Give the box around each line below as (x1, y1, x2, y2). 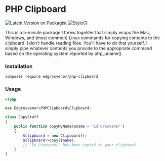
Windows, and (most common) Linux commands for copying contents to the (5, 35, 160, 41)
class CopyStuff (5, 115, 39, 120)
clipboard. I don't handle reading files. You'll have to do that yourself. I (5, 40, 148, 46)
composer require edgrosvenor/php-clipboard (5, 74, 98, 79)
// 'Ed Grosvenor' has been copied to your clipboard (23, 142, 136, 147)
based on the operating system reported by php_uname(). (5, 51, 123, 56)
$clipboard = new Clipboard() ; (23, 133, 87, 138)
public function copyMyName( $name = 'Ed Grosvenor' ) (14, 124, 125, 129)
